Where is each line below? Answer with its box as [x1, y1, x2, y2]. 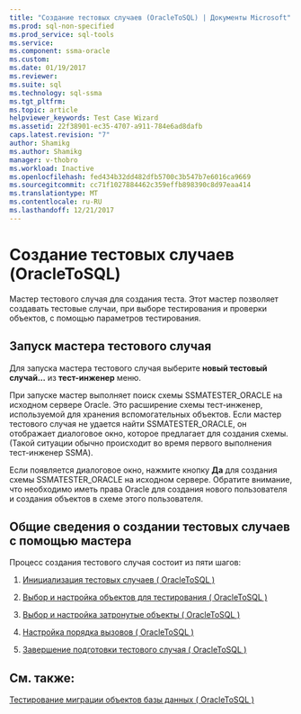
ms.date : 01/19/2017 [9, 64, 87, 73]
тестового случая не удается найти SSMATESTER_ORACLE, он [9, 418, 247, 429]
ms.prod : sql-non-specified [9, 22, 115, 31]
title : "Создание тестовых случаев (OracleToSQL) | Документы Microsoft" [9, 13, 292, 23]
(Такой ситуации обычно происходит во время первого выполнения [9, 438, 272, 448]
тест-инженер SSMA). [9, 447, 93, 457]
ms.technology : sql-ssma [9, 88, 102, 97]
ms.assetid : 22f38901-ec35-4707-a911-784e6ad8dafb [9, 122, 203, 131]
